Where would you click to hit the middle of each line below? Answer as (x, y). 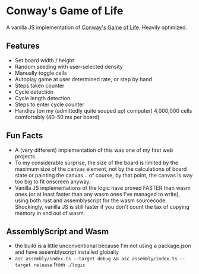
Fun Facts (25, 136)
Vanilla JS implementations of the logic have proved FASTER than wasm (103, 187)
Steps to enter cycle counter (49, 104)
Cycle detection (34, 92)
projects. (26, 156)
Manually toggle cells (41, 73)
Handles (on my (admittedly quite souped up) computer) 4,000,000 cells (103, 110)
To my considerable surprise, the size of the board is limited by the (97, 163)
